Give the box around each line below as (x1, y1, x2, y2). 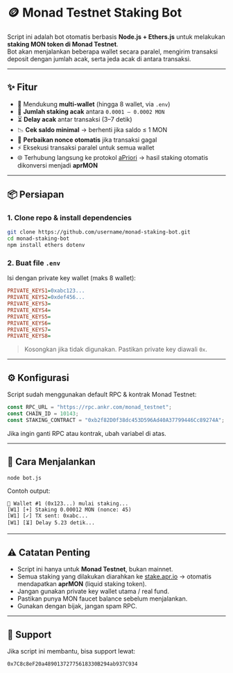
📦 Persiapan (7, 188, 64, 201)
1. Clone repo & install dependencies (7, 213, 132, 222)
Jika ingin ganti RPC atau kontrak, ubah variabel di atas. (7, 429, 166, 437)
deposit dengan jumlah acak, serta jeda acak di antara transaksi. (7, 54, 191, 63)
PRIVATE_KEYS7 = (7, 326, 51, 333)
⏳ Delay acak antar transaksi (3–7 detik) (17, 115, 133, 123)
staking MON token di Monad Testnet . (7, 40, 119, 48)
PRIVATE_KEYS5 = (7, 313, 51, 320)
